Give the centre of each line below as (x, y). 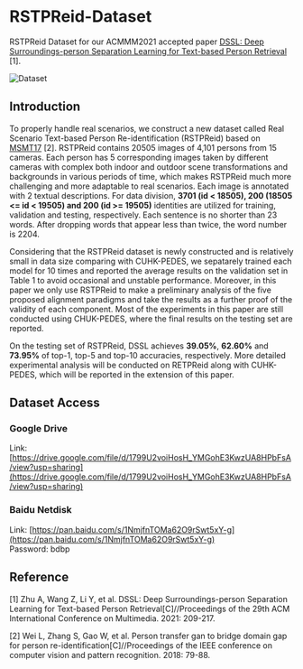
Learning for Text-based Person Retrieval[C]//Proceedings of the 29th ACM (150, 609)
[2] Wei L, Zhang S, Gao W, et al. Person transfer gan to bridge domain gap (148, 636)
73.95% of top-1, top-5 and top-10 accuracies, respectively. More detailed (148, 355)
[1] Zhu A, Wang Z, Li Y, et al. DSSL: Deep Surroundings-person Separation (149, 599)
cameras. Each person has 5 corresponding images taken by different (139, 157)
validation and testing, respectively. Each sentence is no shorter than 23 (143, 215)
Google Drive (38, 429)
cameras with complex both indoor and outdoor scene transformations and (149, 167)
